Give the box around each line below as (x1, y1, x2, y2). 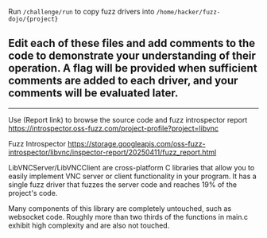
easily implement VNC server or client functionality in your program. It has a (8, 171, 257, 181)
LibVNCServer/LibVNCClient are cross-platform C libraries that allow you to (8, 162, 255, 172)
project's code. (8, 188, 58, 197)
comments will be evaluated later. (8, 87, 179, 100)
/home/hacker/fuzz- (156, 8, 221, 16)
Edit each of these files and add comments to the (8, 37, 256, 50)
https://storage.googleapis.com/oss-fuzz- (67, 139, 206, 148)
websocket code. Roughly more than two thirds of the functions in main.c (8, 212, 249, 221)
